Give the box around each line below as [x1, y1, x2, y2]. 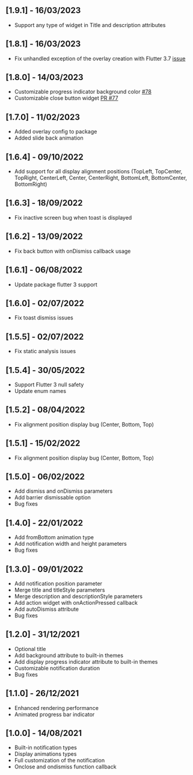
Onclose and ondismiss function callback [14, 763, 117, 770]
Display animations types [14, 750, 77, 758]
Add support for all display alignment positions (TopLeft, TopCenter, [14, 168, 183, 175]
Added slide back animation [14, 134, 84, 141]
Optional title [14, 645, 46, 652]
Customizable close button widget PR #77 [14, 94, 118, 102]
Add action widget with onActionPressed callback [14, 599, 138, 606]
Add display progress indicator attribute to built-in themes [14, 658, 158, 665]
